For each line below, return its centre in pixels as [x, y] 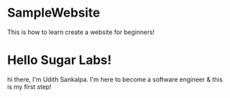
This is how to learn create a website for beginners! [81, 32]
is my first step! [29, 87]
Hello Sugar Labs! [60, 60]
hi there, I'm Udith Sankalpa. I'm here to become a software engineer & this [115, 79]
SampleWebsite [54, 13]
